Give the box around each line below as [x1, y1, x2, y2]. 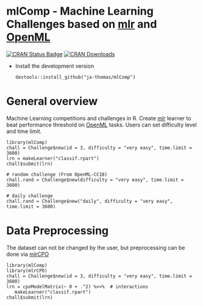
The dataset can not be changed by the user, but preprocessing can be [6, 244, 185, 251]
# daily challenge [6, 192, 53, 199]
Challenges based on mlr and [6, 17, 157, 31]
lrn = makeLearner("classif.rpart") [6, 155, 99, 161]
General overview [6, 95, 98, 108]
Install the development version [15, 62, 94, 70]
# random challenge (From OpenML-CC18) [6, 171, 108, 178]
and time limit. [6, 127, 42, 135]
